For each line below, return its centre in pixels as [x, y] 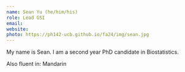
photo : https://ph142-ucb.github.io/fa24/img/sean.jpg [78, 35]
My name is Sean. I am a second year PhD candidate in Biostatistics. [93, 52]
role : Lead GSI [26, 18]
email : [15, 23]
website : [17, 29]
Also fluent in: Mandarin [36, 64]
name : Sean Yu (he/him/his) [42, 12]
